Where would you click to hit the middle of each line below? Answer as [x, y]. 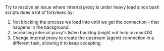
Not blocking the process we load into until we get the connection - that [86, 22]
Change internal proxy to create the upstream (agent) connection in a [83, 38]
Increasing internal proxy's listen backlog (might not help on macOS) [82, 32]
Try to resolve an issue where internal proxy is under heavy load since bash [82, 7]
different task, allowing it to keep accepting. [57, 43]
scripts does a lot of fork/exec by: [40, 12]
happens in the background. [41, 27]
